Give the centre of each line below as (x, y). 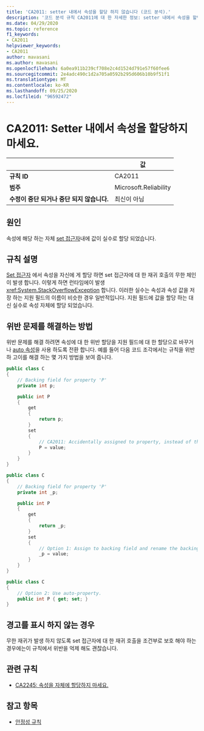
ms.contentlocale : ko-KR (38, 86)
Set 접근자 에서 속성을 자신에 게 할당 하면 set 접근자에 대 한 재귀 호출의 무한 (96, 275)
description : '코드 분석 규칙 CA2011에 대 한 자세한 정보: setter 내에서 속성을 (98, 18)
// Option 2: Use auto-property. (59, 593)
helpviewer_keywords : (34, 46)
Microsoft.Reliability (143, 187)
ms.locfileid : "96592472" (39, 97)
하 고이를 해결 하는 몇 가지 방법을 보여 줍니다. (60, 357)
